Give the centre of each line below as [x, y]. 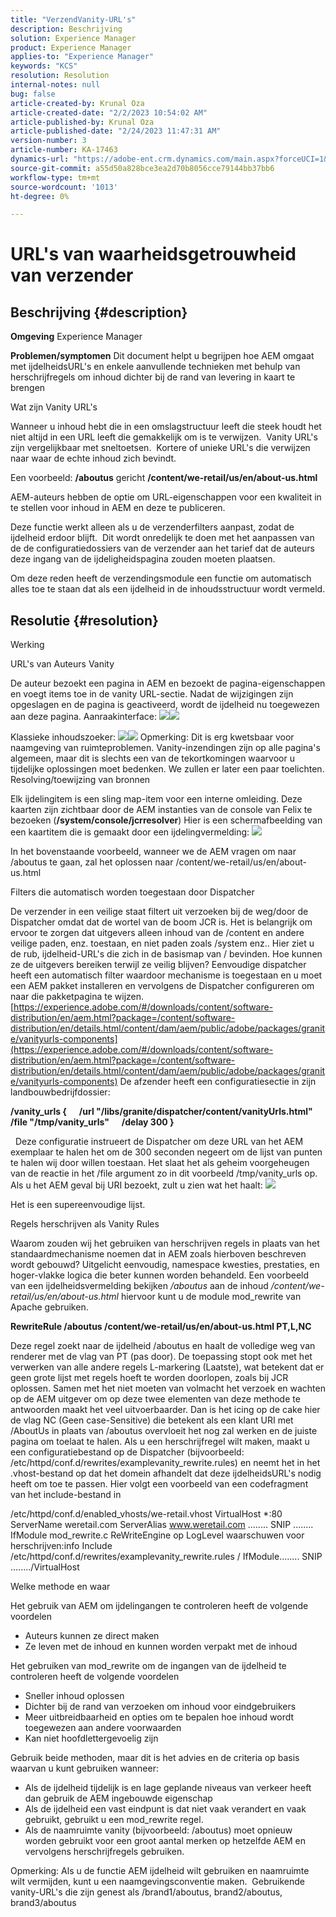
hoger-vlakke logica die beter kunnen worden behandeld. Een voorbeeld [160, 1275]
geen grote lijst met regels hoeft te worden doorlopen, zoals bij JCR [149, 1378]
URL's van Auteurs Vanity [62, 664]
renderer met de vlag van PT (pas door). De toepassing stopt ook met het [161, 1357]
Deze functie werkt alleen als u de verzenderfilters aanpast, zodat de [152, 527]
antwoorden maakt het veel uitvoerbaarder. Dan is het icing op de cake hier [165, 1410]
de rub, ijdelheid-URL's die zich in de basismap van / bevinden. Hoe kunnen [166, 954]
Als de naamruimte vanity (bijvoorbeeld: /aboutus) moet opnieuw [158, 1830]
